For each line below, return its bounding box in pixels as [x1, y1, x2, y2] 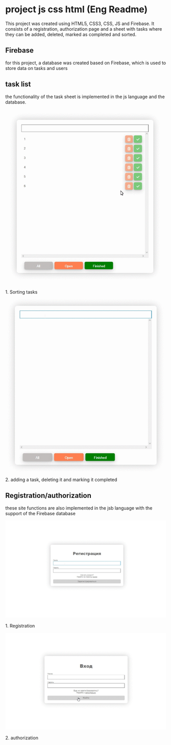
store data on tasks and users [5, 65, 68, 71]
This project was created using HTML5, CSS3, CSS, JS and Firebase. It [5, 20, 155, 27]
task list [5, 80, 31, 89]
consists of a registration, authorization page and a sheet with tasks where [5, 26, 162, 32]
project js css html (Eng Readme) [5, 4, 148, 15]
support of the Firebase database [5, 510, 76, 516]
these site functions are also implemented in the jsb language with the [5, 504, 153, 511]
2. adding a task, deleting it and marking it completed [5, 476, 117, 483]
